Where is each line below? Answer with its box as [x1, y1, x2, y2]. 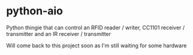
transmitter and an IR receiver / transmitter [6, 30, 111, 37]
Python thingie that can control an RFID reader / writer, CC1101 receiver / [6, 24, 185, 31]
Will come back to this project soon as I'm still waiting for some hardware [6, 42, 187, 49]
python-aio [6, 4, 63, 18]
